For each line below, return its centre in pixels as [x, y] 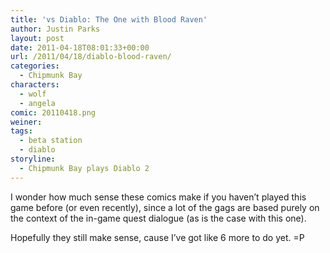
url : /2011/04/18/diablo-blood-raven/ [91, 57]
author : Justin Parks [55, 29]
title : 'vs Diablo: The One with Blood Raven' [109, 19]
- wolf [33, 94]
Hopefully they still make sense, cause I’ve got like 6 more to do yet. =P [157, 237]
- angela [37, 103]
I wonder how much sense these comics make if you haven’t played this [158, 197]
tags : [21, 131]
